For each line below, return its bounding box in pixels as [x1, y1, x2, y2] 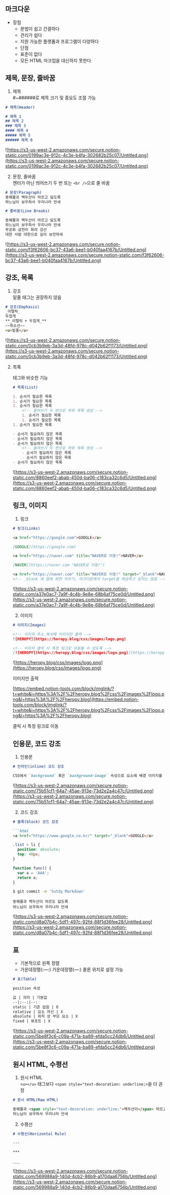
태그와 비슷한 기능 [12, 374, 48, 380]
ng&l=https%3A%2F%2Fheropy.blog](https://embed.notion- [12, 696, 139, 703]
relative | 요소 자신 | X [12, 1009, 63, 1014]
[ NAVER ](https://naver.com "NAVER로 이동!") [12, 562, 105, 568]
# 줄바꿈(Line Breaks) [5, 208, 50, 214]
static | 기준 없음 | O [12, 1004, 59, 1009]
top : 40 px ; [17, 852, 40, 857]
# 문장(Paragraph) [5, 190, 42, 195]
